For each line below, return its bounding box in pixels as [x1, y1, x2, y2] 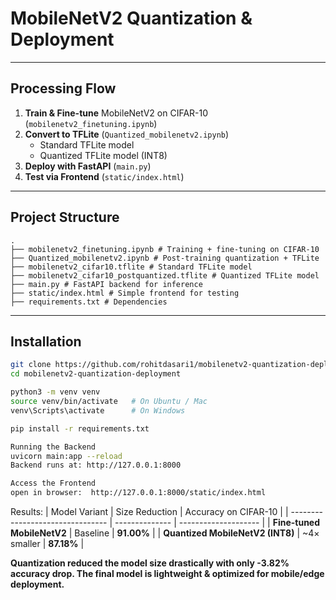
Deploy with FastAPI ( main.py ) [24, 160, 152, 172]
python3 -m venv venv [10, 387, 101, 397]
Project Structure [10, 209, 120, 226]
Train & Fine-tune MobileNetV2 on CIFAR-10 [24, 107, 209, 119]
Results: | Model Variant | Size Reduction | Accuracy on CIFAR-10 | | [10, 506, 289, 517]
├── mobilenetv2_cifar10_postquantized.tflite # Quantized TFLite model [10, 270, 320, 281]
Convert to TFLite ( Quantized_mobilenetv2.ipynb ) [24, 128, 230, 140]
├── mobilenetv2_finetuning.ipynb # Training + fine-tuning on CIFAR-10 [10, 244, 320, 254]
